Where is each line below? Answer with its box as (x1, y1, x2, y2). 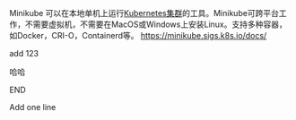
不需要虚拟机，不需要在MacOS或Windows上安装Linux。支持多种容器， (24, 19, 287, 30)
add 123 (9, 48, 39, 58)
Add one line (9, 102, 57, 112)
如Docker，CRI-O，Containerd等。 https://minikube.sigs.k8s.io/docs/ (9, 30, 267, 40)
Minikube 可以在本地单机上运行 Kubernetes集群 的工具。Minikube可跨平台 (9, 8, 280, 18)
